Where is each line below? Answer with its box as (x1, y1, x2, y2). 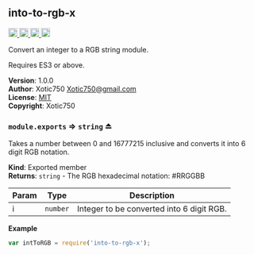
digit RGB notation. (8, 147, 70, 157)
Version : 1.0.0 (8, 75, 54, 85)
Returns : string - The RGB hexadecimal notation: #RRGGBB (8, 171, 205, 181)
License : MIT (8, 92, 52, 102)
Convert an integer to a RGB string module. (8, 44, 149, 54)
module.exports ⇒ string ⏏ (8, 121, 113, 132)
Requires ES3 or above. (8, 60, 85, 70)
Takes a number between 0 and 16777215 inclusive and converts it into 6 (8, 139, 246, 149)
